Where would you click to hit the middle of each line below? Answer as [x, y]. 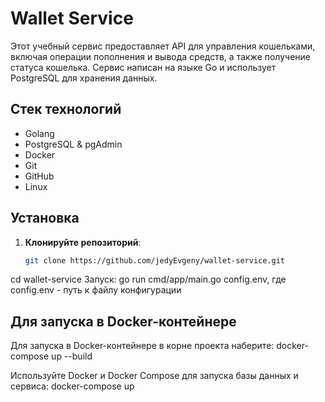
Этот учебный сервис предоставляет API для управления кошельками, [163, 46]
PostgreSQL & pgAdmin [73, 144]
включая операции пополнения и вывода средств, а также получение [160, 56]
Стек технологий [66, 109]
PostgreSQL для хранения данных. [84, 78]
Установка [45, 218]
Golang [39, 133]
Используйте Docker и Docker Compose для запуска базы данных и [154, 376]
